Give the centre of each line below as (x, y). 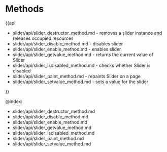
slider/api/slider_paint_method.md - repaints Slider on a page (77, 76)
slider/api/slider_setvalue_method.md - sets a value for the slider (80, 82)
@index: (14, 101)
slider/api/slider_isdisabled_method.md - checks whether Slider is (81, 65)
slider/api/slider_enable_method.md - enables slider (67, 49)
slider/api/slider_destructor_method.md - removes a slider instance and (87, 33)
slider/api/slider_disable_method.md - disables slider (68, 43)
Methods (25, 9)
